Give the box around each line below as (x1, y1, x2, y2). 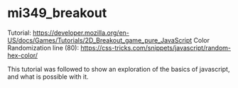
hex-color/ (7, 51, 38, 60)
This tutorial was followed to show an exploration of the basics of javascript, (7, 65, 230, 73)
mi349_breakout (7, 5, 107, 21)
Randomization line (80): (7, 43, 80, 52)
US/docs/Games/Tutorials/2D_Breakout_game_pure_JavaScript (7, 35, 193, 44)
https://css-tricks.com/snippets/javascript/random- (80, 43, 232, 52)
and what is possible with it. (7, 72, 89, 81)
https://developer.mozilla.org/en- (33, 28, 130, 37)
